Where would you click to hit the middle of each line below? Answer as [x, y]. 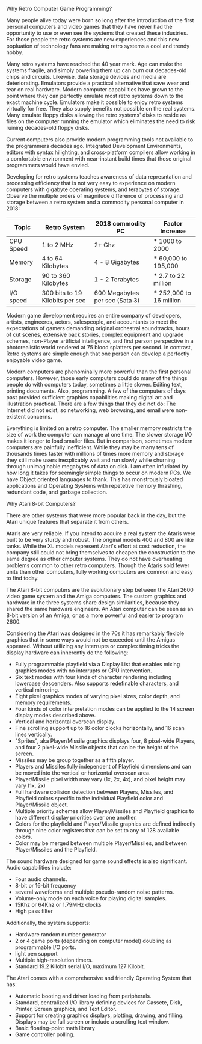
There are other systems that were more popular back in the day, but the [96, 515]
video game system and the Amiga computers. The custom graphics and [96, 596]
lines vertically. [33, 734]
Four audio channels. [41, 879]
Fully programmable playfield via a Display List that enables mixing [97, 664]
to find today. [23, 578]
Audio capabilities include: [39, 867]
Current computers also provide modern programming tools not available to [100, 140]
